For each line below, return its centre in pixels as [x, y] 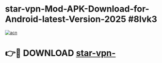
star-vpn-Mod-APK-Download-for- [77, 9]
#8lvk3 [143, 19]
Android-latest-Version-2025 [66, 19]
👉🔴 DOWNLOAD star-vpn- [60, 53]
